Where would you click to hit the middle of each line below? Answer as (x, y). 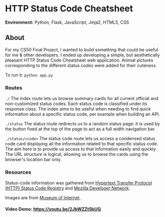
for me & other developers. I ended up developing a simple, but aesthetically (82, 55)
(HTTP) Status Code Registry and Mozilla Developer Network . (68, 188)
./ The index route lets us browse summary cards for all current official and (82, 99)
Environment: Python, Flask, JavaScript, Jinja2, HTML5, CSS (67, 22)
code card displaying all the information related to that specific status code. (82, 144)
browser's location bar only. (33, 160)
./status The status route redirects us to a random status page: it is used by (82, 124)
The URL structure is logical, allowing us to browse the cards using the (77, 154)
